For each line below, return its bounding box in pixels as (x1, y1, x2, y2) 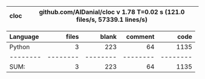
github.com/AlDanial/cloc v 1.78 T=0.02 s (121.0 (38, 8, 185, 16)
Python (9, 43, 31, 51)
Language (9, 33, 40, 41)
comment (126, 33, 154, 41)
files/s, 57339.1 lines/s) (76, 15, 148, 24)
